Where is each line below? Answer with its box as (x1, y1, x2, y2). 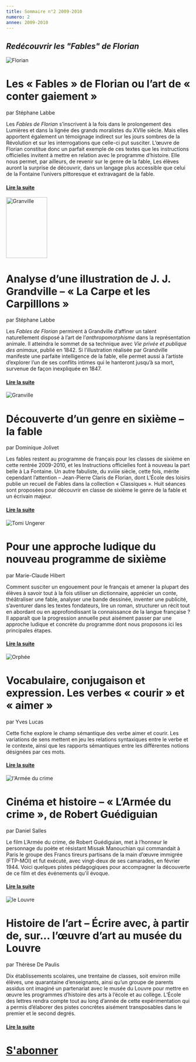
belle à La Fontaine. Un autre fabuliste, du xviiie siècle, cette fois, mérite (6, 468, 180, 475)
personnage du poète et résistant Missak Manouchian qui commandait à (6, 844, 180, 851)
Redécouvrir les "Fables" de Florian (6, 41, 139, 51)
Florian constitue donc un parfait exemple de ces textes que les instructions (6, 146, 189, 153)
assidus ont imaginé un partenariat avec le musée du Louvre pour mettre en (6, 985, 189, 992)
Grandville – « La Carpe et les (6, 285, 151, 298)
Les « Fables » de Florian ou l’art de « (6, 77, 191, 91)
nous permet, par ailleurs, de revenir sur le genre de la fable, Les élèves (6, 158, 179, 165)
